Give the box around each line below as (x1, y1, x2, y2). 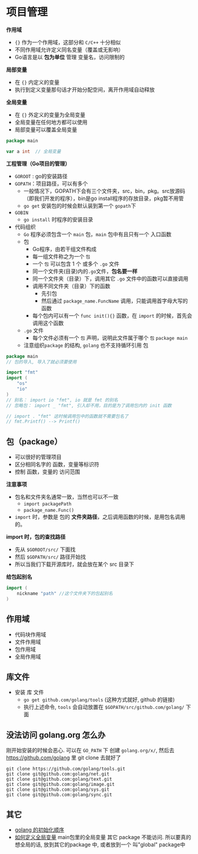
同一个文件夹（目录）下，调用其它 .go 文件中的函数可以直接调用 (32, 275, 189, 282)
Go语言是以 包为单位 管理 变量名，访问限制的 (14, 53, 125, 60)
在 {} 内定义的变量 (14, 78, 60, 86)
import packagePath (23, 501, 72, 507)
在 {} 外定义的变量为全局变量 (14, 111, 86, 118)
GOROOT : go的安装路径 (14, 172, 68, 179)
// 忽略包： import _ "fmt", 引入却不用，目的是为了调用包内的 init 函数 (6, 402, 172, 408)
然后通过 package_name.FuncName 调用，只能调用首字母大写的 (41, 297, 188, 304)
